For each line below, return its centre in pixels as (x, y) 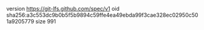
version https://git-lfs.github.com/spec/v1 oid (63, 9)
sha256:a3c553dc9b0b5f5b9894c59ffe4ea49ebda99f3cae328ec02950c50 (102, 15)
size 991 (46, 21)
